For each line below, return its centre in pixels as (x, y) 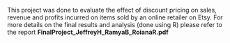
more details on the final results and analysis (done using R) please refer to (115, 25)
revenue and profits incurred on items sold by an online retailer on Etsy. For (115, 17)
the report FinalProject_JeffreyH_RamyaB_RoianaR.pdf (88, 32)
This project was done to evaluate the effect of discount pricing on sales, (112, 10)
